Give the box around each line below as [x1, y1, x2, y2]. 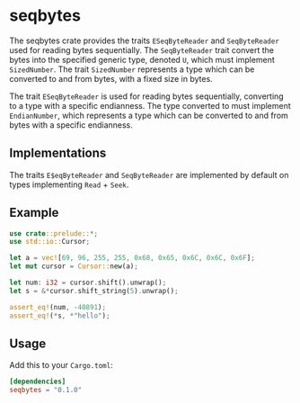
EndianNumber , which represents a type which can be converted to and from [9, 110, 289, 121]
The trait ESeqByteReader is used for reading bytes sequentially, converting [9, 91, 285, 102]
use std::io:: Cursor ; [9, 237, 91, 246]
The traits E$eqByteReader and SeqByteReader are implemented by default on [9, 169, 289, 180]
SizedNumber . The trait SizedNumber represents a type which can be [9, 64, 255, 75]
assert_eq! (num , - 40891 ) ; [9, 302, 106, 311]
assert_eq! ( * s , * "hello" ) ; [9, 311, 110, 320]
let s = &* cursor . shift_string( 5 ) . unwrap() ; [9, 286, 179, 295]
